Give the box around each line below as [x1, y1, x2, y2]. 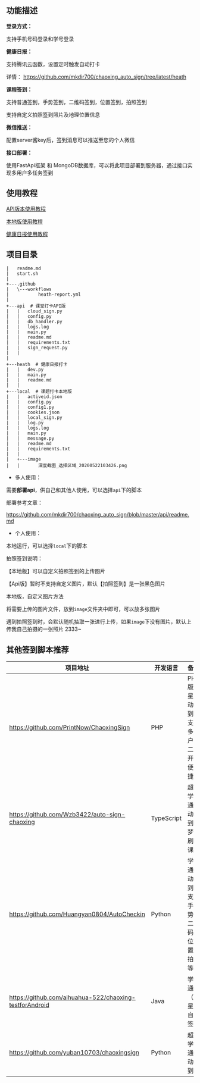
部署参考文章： [6, 499, 43, 506]
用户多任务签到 [16, 169, 54, 176]
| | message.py [6, 436, 55, 442]
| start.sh [6, 271, 39, 277]
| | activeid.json [6, 394, 62, 400]
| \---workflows [6, 286, 52, 293]
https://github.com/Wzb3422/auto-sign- [9, 810, 126, 819]
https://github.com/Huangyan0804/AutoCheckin [9, 910, 146, 918]
